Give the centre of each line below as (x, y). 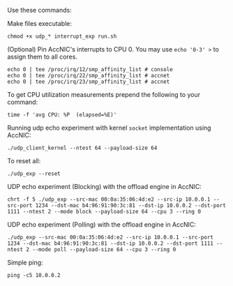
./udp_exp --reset (34, 174)
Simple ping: (25, 262)
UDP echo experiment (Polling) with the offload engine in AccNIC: (102, 225)
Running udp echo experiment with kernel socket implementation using (109, 128)
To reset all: (24, 161)
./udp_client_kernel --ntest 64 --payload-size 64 (82, 148)
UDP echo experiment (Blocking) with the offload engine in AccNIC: (105, 187)
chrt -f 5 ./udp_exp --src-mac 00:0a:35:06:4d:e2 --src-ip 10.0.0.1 (109, 200)
